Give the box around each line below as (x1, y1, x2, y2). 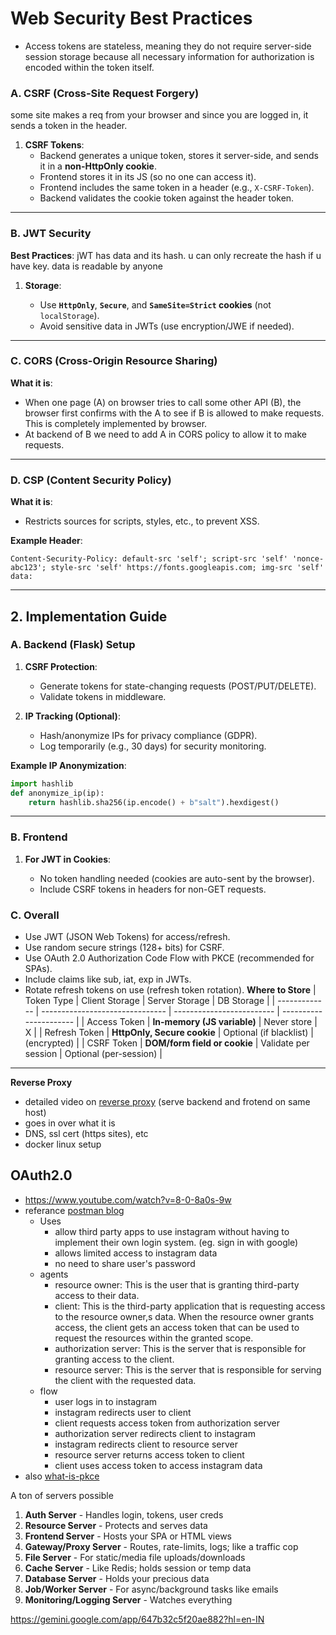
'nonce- (292, 554, 325, 564)
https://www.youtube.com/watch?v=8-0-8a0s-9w (24, 1193, 232, 1206)
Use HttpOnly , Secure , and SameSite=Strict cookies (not (39, 298, 272, 311)
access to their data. (54, 1289, 140, 1301)
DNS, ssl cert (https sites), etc (24, 1128, 149, 1140)
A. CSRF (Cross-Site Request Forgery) (10, 86, 200, 100)
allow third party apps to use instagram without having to (54, 1225, 290, 1237)
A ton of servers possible (10, 1489, 114, 1501)
